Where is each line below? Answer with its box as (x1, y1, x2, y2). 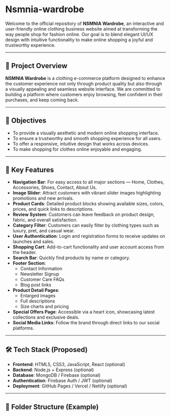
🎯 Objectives (5, 116, 47, 125)
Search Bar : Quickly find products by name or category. (12, 255, 131, 261)
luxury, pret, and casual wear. (12, 228, 75, 234)
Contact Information (20, 266, 63, 272)
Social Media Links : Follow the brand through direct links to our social (12, 320, 160, 326)
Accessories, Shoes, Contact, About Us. (12, 184, 97, 190)
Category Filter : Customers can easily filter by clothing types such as (12, 223, 159, 229)
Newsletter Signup (20, 271, 60, 277)
